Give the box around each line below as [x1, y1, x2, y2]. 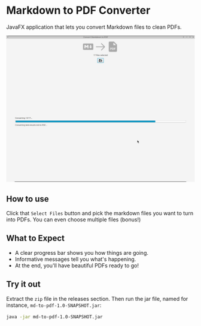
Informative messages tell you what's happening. [14, 255, 136, 263]
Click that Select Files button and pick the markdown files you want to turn [6, 210, 193, 217]
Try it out [6, 279, 41, 290]
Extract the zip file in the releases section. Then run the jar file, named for [6, 295, 188, 302]
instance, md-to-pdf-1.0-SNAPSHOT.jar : [6, 301, 102, 309]
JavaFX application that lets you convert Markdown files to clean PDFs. [6, 23, 182, 31]
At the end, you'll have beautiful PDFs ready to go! [14, 261, 139, 269]
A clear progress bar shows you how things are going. [14, 249, 148, 256]
